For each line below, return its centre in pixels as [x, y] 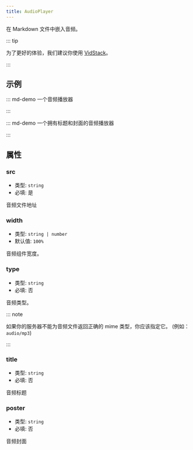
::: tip [12, 40]
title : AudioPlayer [30, 11]
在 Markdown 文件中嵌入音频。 [43, 29]
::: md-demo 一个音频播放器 [39, 99]
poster [15, 408]
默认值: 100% [29, 241]
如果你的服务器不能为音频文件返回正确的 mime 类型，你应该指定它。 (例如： [98, 326]
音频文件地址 [21, 205]
